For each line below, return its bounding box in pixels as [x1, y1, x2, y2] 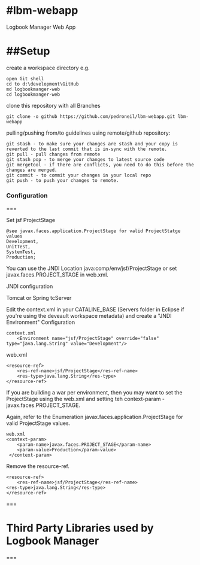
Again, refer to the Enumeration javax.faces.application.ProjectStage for [6, 414, 184, 421]
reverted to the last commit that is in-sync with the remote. [6, 146, 168, 152]
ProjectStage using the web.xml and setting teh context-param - [6, 396, 165, 403]
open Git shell [6, 75, 44, 81]
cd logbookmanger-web [6, 91, 60, 98]
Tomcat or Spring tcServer [6, 294, 72, 302]
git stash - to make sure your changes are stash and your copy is [6, 141, 178, 147]
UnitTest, [6, 244, 31, 250]
